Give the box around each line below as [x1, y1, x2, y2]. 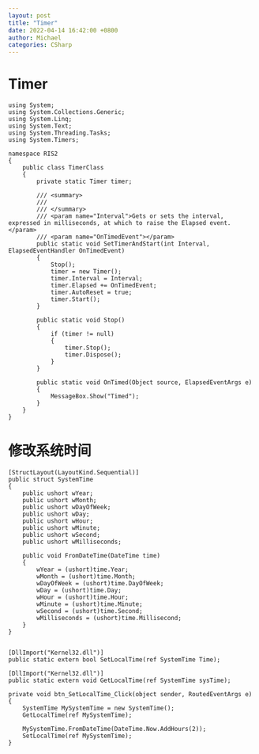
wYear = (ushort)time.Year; [36, 565, 129, 573]
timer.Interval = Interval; [50, 275, 144, 283]
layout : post [8, 11, 51, 20]
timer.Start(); [50, 295, 101, 303]
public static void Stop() [36, 316, 126, 325]
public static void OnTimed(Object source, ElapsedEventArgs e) [36, 379, 253, 387]
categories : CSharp [8, 41, 73, 49]
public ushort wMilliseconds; [22, 538, 122, 546]
